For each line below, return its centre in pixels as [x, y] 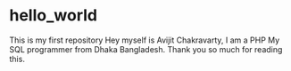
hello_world [54, 16]
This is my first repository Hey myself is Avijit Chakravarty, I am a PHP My [145, 40]
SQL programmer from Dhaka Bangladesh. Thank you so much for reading [146, 49]
